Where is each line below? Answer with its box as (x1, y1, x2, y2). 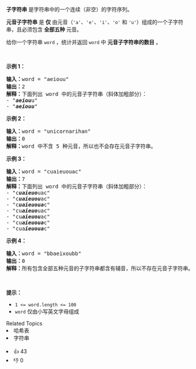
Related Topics (6, 320, 43, 327)
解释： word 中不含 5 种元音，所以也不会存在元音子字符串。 (6, 143, 156, 150)
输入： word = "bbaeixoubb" (6, 250, 82, 257)
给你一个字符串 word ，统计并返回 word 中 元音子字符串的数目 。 (6, 39, 162, 45)
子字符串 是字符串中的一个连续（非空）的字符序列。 (6, 6, 132, 13)
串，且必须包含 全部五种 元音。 (6, 26, 82, 33)
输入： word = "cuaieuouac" (6, 168, 82, 175)
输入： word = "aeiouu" (6, 76, 69, 82)
